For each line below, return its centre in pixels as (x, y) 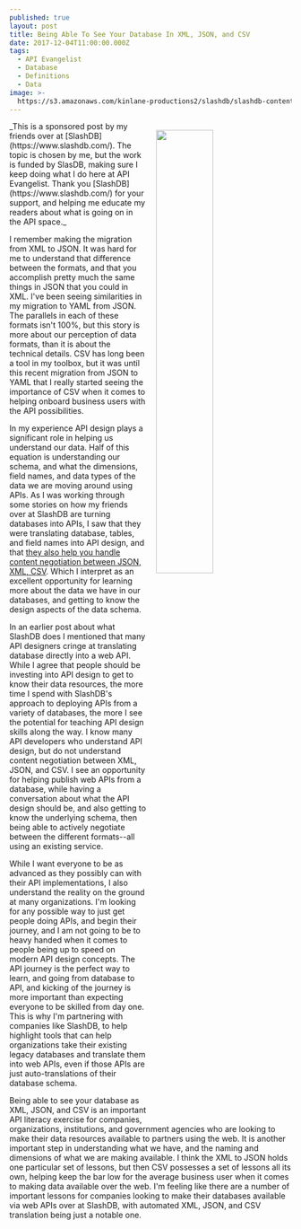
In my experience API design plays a (76, 428)
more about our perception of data (73, 335)
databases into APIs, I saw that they (75, 524)
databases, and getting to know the (75, 600)
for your (130, 193)
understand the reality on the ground (77, 892)
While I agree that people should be (75, 665)
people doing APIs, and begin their (73, 921)
